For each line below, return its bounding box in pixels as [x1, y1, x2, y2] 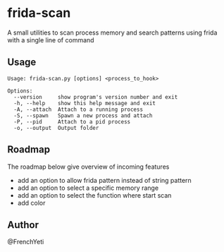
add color [17, 198, 46, 207]
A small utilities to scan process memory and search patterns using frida [7, 28, 218, 37]
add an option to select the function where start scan [17, 191, 172, 199]
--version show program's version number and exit [13, 93, 178, 100]
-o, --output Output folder [13, 124, 99, 131]
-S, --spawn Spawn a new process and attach [13, 112, 153, 119]
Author [7, 219, 39, 231]
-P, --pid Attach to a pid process [13, 118, 131, 125]
